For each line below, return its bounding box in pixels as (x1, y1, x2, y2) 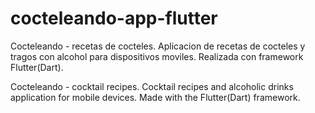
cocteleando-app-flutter (10, 7, 218, 30)
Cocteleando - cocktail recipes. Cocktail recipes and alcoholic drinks (10, 80, 294, 92)
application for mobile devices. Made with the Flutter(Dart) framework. (10, 91, 301, 103)
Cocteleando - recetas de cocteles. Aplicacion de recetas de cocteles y (10, 40, 306, 52)
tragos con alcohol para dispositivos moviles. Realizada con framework (10, 50, 304, 62)
